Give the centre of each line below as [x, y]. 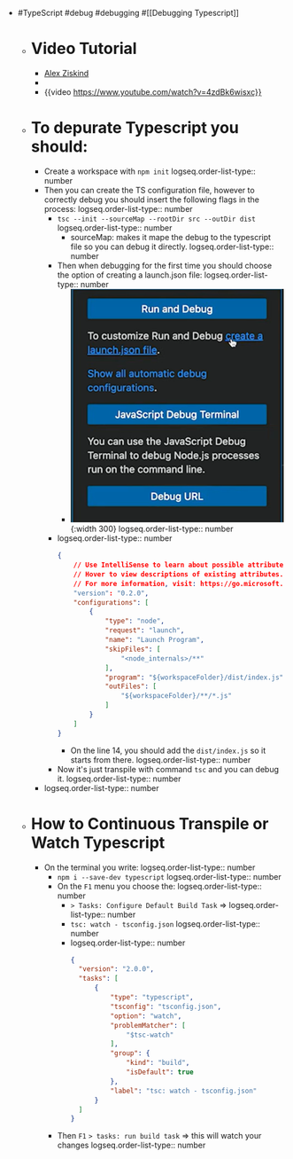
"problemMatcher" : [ [148, 1025]
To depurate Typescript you [135, 128]
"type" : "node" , [135, 621]
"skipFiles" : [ [133, 649]
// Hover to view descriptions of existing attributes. [178, 574]
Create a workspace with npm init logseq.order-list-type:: [150, 171]
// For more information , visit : [135, 583]
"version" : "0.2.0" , [111, 593]
